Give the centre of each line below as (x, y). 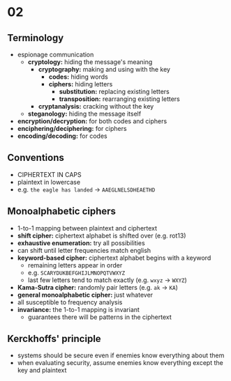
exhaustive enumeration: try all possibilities (81, 243)
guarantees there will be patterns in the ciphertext (100, 317)
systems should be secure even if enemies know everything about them (121, 355)
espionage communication (55, 54)
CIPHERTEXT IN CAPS (49, 174)
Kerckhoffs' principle (54, 339)
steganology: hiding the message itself (84, 114)
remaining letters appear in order (75, 265)
